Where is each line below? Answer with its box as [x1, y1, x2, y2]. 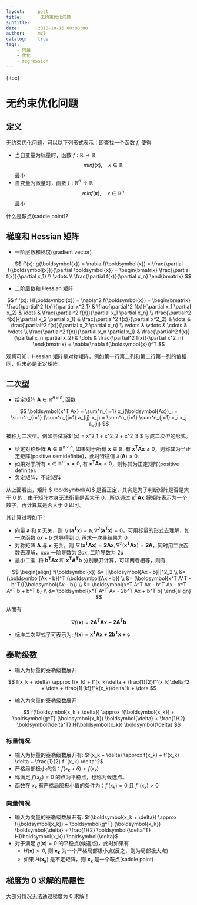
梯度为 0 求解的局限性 [6, 876, 85, 886]
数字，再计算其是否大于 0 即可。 [6, 501, 85, 509]
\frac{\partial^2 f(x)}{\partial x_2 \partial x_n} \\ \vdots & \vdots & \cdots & [10, 322, 188, 329]
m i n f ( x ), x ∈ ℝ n [82, 189, 125, 196]
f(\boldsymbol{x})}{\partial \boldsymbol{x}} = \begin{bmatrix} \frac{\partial [8, 266, 190, 273]
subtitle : [6, 19, 31, 25]
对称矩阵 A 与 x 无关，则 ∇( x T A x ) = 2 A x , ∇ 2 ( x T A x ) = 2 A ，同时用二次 [14, 540, 184, 549]
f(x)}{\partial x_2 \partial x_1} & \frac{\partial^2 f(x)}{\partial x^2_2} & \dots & [6, 315, 191, 322]
